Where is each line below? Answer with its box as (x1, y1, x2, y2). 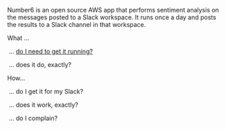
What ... (7, 34, 30, 42)
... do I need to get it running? (8, 48, 94, 55)
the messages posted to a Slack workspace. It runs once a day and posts (7, 13, 216, 21)
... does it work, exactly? (8, 101, 78, 109)
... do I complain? (8, 114, 58, 122)
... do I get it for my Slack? (8, 88, 84, 95)
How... (7, 74, 26, 82)
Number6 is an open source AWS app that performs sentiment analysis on (7, 6, 220, 14)
